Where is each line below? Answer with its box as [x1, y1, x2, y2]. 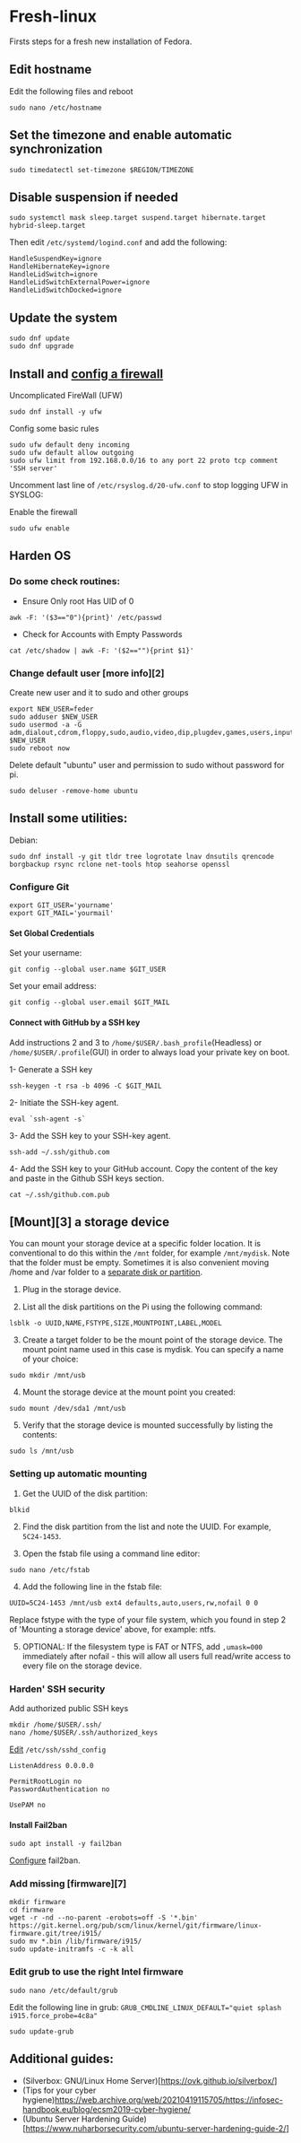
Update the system [9, 310, 118, 325]
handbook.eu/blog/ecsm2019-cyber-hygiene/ [21, 2104, 191, 2114]
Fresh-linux [9, 6, 97, 27]
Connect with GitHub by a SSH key [9, 1017, 141, 1028]
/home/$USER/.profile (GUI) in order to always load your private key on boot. [9, 1046, 290, 1057]
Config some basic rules [9, 424, 99, 433]
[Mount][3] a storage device [9, 1214, 170, 1229]
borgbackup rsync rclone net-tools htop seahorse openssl [9, 860, 230, 869]
